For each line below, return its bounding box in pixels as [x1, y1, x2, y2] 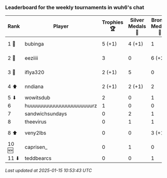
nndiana [24, 83, 44, 90]
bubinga [24, 41, 44, 47]
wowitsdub [24, 94, 51, 101]
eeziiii [24, 55, 38, 62]
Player [53, 23, 69, 30]
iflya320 [24, 69, 45, 76]
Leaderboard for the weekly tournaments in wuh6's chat [5, 4, 145, 11]
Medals [128, 23, 147, 30]
